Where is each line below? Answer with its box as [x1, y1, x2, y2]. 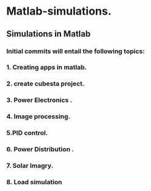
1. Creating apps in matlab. [6, 63, 87, 71]
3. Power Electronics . [6, 96, 73, 104]
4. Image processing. [6, 112, 71, 121]
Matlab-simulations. [6, 4, 112, 18]
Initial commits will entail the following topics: [6, 47, 145, 56]
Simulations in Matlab [6, 29, 90, 39]
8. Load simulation [6, 178, 62, 186]
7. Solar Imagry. [6, 161, 54, 170]
